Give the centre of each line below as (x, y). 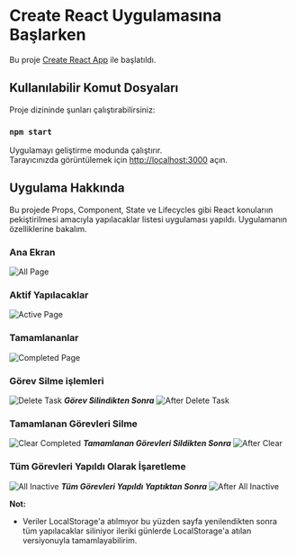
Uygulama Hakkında (67, 188)
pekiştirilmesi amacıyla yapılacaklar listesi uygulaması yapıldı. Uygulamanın (148, 219)
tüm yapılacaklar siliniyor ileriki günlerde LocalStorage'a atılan (137, 531)
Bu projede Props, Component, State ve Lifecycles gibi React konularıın (141, 210)
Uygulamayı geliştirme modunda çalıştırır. (86, 150)
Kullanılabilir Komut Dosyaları (94, 88)
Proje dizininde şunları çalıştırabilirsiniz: (82, 110)
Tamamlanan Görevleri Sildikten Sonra (157, 443)
